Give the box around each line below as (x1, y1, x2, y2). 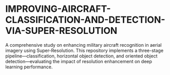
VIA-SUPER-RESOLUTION (5, 25, 118, 36)
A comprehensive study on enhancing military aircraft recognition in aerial (5, 42, 162, 48)
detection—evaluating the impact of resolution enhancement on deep (5, 58, 153, 64)
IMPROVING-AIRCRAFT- (5, 3, 111, 15)
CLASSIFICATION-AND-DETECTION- (5, 14, 165, 26)
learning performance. (5, 64, 53, 70)
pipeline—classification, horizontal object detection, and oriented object (5, 52, 158, 59)
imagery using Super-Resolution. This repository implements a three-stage (5, 47, 164, 53)
